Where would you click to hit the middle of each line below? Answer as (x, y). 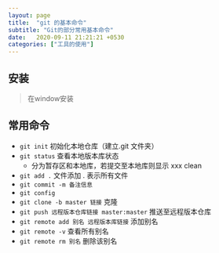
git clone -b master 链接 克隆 (68, 201)
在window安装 (51, 98)
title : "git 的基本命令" (47, 23)
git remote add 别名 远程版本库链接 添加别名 (89, 221)
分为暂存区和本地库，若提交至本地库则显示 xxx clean (117, 165)
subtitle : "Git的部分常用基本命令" (61, 30)
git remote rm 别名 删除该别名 (68, 240)
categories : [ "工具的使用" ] (51, 45)
